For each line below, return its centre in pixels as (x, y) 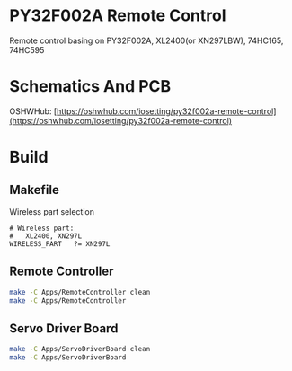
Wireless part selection (52, 211)
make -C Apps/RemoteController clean (80, 292)
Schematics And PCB (90, 87)
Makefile (35, 190)
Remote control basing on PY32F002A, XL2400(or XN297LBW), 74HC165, (146, 40)
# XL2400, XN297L (46, 236)
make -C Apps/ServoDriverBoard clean (80, 349)
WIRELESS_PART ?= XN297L (60, 243)
